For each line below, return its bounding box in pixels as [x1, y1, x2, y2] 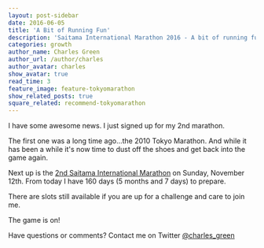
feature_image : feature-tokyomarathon [8, 84, 135, 93]
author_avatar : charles [8, 63, 86, 71]
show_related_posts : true [8, 92, 93, 100]
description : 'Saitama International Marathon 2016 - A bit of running [8, 33, 247, 42]
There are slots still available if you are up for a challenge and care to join [8, 192, 245, 202]
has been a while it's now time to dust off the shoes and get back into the [8, 145, 246, 154]
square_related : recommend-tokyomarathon [8, 99, 146, 107]
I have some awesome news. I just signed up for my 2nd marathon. [8, 121, 225, 131]
